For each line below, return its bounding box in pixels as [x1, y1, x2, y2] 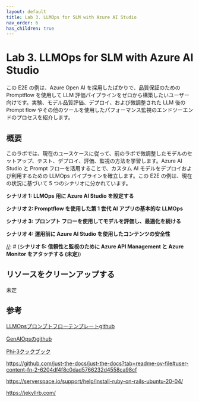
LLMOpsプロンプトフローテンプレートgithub [6, 322, 115, 329]
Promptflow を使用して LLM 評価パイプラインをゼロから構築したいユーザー [6, 92, 190, 99]
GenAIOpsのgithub [6, 335, 52, 342]
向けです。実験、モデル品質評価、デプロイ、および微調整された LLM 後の [6, 99, 186, 106]
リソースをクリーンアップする [6, 269, 115, 280]
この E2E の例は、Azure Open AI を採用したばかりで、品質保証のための [6, 84, 181, 91]
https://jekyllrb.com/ [6, 389, 56, 396]
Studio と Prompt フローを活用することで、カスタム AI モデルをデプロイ [6, 165, 182, 172]
